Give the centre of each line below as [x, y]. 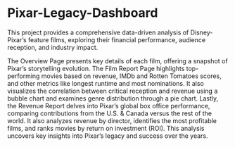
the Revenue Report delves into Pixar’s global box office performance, [109, 106]
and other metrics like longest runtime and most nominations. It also [106, 83]
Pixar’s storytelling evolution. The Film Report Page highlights [96, 68]
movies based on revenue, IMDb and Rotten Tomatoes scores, [131, 76]
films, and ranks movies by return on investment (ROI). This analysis [106, 128]
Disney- [202, 32]
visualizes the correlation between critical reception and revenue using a [113, 91]
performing [24, 76]
